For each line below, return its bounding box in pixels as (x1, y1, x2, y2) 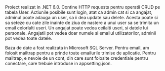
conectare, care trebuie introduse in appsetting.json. (5, 61, 112, 66)
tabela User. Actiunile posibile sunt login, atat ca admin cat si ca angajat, (5, 9, 153, 15)
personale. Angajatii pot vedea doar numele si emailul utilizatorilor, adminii (5, 30, 156, 36)
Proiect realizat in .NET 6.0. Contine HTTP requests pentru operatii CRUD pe (5, 4, 161, 10)
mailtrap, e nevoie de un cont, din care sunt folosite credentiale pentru (5, 55, 148, 61)
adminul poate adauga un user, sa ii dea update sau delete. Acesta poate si (5, 15, 158, 20)
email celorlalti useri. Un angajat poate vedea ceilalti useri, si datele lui (5, 25, 148, 31)
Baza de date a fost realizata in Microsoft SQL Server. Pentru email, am (5, 45, 149, 50)
